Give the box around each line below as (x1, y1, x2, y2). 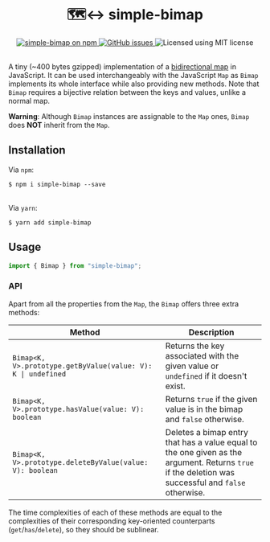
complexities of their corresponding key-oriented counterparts (8, 515, 215, 526)
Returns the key (165, 340, 225, 351)
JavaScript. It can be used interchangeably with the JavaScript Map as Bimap (8, 70, 259, 80)
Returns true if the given (165, 393, 258, 404)
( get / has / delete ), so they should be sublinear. (8, 524, 159, 534)
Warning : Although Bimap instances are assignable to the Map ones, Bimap (8, 111, 250, 121)
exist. (165, 380, 186, 392)
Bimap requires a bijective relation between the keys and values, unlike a (8, 87, 247, 96)
